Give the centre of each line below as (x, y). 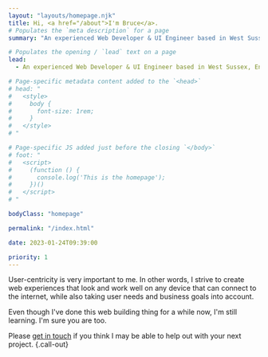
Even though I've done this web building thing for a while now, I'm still (123, 312)
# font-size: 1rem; (51, 111)
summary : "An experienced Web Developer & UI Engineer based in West (126, 38)
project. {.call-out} (39, 344)
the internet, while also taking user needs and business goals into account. (131, 296)
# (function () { (44, 170)
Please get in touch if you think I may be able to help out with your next (125, 336)
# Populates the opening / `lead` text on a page (93, 53)
